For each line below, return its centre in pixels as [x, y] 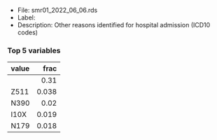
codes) [28, 32]
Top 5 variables [34, 50]
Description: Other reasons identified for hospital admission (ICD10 [114, 25]
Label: [26, 17]
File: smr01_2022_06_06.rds [57, 10]
